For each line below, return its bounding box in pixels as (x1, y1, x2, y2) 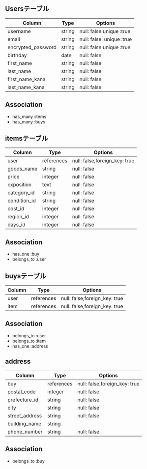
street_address (7, 412, 42, 419)
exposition (7, 181, 32, 188)
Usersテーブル (5, 4, 49, 13)
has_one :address (12, 343, 48, 349)
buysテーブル (5, 272, 47, 280)
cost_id (7, 205, 25, 212)
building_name (7, 420, 42, 427)
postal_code (7, 388, 36, 395)
